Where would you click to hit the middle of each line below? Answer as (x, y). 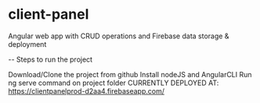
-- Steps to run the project (50, 59)
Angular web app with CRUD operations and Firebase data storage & (119, 36)
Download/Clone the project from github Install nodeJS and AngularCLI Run (130, 74)
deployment (27, 44)
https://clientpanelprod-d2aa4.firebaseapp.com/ (86, 91)
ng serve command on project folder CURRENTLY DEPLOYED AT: (114, 83)
